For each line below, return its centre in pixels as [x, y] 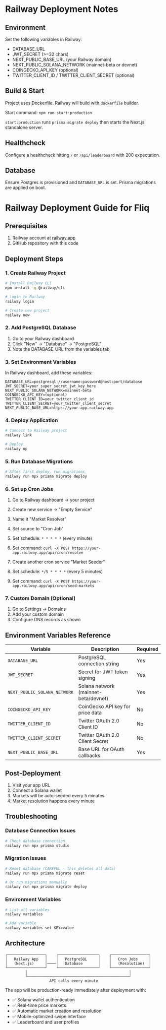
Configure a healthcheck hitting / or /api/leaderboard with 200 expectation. [83, 155]
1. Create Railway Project [35, 273]
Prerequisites [26, 226]
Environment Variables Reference [58, 635]
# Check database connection [35, 841]
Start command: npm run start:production [49, 112]
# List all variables [27, 910]
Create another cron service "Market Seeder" [59, 562]
